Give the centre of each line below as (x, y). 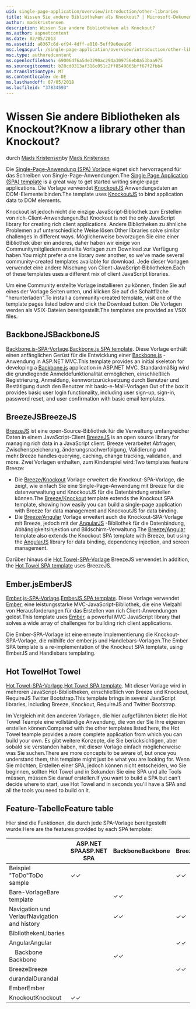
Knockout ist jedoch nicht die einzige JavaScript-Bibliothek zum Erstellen (94, 211)
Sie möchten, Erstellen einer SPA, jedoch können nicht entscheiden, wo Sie (96, 765)
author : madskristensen (35, 22)
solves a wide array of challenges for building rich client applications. (90, 623)
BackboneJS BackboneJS (53, 335)
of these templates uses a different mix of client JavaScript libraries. (88, 273)
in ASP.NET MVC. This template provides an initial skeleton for (111, 361)
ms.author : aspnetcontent (37, 33)
